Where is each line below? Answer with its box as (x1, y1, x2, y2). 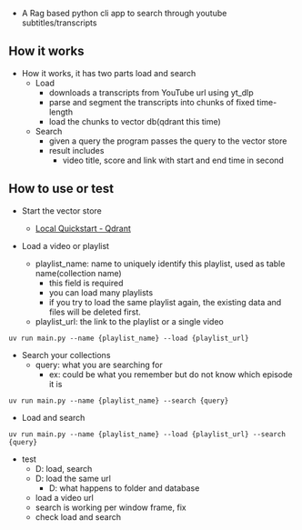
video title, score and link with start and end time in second (62, 155, 284, 165)
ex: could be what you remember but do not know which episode (48, 368, 293, 380)
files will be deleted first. (48, 306, 142, 317)
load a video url (35, 492, 95, 503)
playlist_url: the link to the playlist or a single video (35, 315, 224, 326)
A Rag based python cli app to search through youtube (21, 8, 227, 18)
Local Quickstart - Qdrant (35, 223, 131, 234)
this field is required (48, 277, 124, 288)
